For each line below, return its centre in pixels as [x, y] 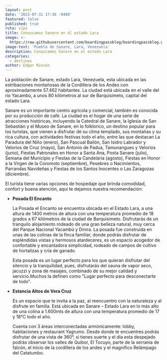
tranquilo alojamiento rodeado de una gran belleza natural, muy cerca [83, 224]
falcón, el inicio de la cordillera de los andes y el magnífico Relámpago [84, 348]
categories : [17, 56]
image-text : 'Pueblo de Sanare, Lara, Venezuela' [58, 47]
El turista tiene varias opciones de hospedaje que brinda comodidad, [76, 184]
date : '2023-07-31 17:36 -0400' [39, 14]
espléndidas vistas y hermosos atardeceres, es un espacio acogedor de [86, 240]
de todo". [22, 282]
